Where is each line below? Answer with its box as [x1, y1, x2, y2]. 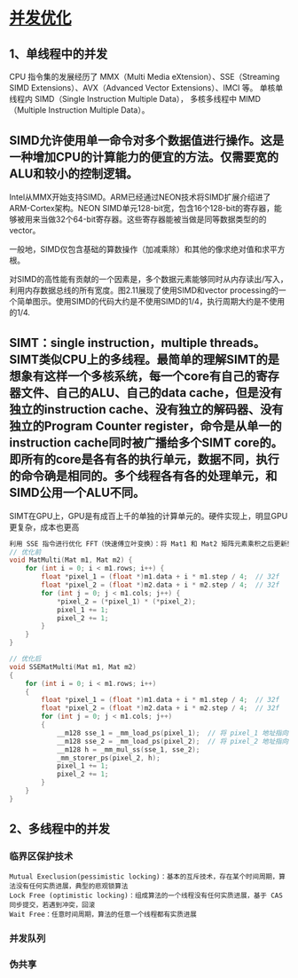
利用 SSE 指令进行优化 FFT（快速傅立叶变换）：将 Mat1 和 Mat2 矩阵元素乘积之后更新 [9, 539, 288, 548]
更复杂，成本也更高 [9, 521, 80, 532]
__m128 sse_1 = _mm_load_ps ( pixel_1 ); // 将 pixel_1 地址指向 [56, 729, 289, 737]
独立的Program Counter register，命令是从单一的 [9, 419, 282, 434]
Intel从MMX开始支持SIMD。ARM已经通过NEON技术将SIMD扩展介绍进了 [9, 192, 271, 202]
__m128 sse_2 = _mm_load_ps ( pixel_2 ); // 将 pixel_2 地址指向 [56, 737, 289, 745]
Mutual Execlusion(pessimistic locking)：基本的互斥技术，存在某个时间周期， [9, 872, 279, 881]
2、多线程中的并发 [9, 822, 111, 837]
